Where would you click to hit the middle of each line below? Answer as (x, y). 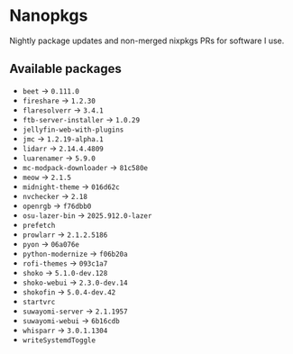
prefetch (39, 225)
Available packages (65, 69)
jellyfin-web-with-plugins (73, 130)
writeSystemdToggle (59, 340)
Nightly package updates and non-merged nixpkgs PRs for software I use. (147, 41)
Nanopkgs (49, 16)
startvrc (39, 302)
